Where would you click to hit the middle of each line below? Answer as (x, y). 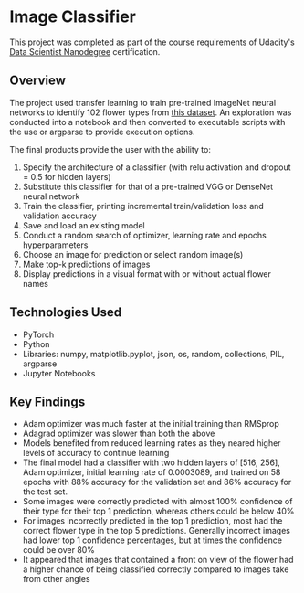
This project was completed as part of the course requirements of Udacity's (152, 42)
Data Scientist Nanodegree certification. (85, 51)
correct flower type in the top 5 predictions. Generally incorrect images (156, 531)
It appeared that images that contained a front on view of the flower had (158, 560)
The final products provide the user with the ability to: (110, 149)
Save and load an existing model (84, 225)
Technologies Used (65, 312)
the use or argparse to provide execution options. (102, 132)
